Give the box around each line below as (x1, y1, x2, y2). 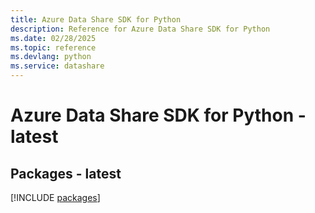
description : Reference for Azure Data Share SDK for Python (10, 24, 271, 34)
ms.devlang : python (10, 52, 92, 62)
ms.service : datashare (10, 61, 105, 71)
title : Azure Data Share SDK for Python (10, 14, 182, 25)
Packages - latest (10, 165, 122, 182)
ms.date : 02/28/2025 (10, 33, 97, 43)
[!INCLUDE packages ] (10, 192, 101, 203)
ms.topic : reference (10, 42, 97, 53)
